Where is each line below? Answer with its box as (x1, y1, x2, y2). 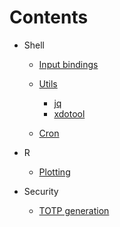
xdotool (53, 107, 86, 120)
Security (23, 185, 59, 197)
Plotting (38, 166, 71, 178)
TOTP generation (38, 204, 110, 216)
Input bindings (38, 58, 99, 70)
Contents (9, 6, 89, 29)
